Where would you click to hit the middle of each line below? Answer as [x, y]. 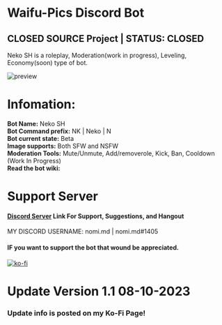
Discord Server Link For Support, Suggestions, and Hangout [96, 216]
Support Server [53, 196]
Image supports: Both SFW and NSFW [63, 146]
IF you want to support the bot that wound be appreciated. [93, 247]
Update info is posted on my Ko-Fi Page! [77, 313]
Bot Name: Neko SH [36, 123]
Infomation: [41, 104]
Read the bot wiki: [34, 168]
